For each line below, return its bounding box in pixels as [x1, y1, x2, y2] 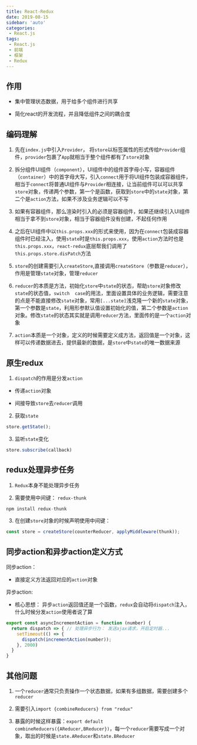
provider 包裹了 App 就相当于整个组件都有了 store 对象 [25, 154, 150, 161]
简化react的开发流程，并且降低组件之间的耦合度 [14, 110, 131, 118]
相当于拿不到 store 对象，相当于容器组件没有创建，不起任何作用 [14, 216, 168, 223]
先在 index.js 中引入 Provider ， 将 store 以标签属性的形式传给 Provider [14, 146, 181, 153]
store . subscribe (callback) [6, 447, 72, 453]
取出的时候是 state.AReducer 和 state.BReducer [25, 733, 135, 739]
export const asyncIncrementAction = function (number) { [6, 620, 151, 626]
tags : [6, 36, 19, 42]
